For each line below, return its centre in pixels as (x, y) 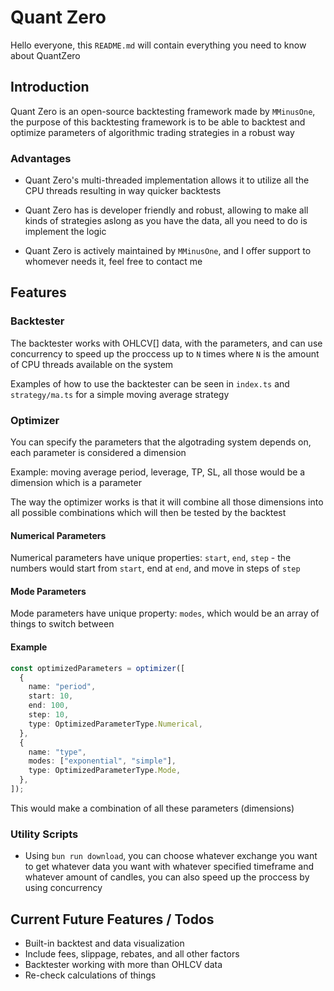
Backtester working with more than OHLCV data (123, 964)
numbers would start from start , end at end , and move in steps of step (155, 568)
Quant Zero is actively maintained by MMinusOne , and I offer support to (168, 251)
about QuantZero (45, 55)
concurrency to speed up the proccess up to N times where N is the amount (165, 353)
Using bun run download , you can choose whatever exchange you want (171, 856)
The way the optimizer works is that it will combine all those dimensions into (167, 502)
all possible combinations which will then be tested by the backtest (148, 513)
